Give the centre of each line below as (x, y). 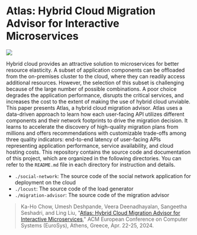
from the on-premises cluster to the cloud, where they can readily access (96, 76)
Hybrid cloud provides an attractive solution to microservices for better (93, 63)
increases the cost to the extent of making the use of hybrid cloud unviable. (98, 101)
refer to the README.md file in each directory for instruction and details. (91, 164)
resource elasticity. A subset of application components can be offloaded (96, 70)
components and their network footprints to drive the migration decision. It (97, 120)
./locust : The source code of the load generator (74, 189)
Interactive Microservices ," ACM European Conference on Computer (104, 219)
